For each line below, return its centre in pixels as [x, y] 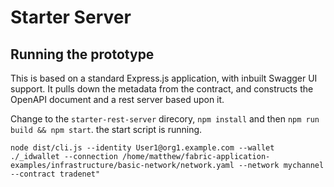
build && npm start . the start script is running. [106, 129]
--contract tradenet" [55, 174]
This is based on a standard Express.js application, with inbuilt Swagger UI [164, 78]
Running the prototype [82, 54]
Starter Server [71, 17]
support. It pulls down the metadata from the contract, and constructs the [162, 89]
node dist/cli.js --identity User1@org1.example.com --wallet [142, 148]
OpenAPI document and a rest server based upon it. [117, 99]
